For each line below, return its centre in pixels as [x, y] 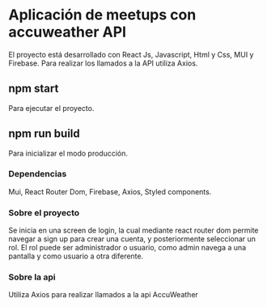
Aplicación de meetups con [102, 15]
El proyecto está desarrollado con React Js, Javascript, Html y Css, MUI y [131, 54]
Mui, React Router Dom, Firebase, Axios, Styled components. [110, 191]
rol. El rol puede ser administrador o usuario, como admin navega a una [127, 248]
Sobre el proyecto [44, 212]
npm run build [44, 134]
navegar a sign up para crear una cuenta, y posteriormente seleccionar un [132, 239]
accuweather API [68, 32]
